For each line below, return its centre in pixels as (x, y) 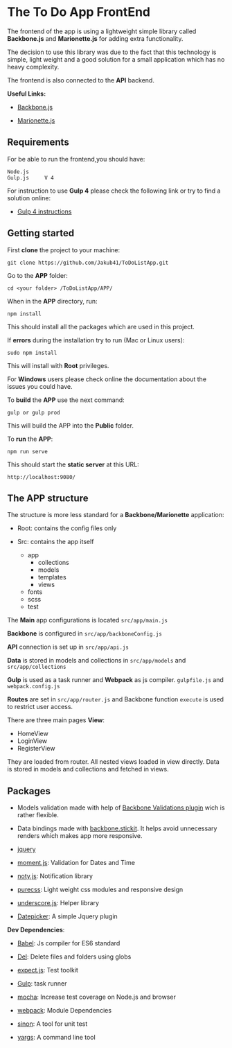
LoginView (32, 741)
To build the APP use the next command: (66, 400)
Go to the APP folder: (37, 275)
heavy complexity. (33, 67)
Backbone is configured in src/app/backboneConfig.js (85, 634)
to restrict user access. (40, 707)
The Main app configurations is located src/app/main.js (88, 620)
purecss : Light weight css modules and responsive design (100, 890)
